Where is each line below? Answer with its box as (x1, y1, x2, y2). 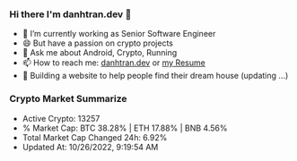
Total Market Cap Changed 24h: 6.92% (22, 131, 168, 142)
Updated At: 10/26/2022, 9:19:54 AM (22, 141, 159, 152)
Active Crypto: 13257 (22, 113, 100, 123)
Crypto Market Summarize (9, 93, 127, 106)
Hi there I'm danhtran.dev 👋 (9, 8, 132, 21)
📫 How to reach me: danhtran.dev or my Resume (22, 57, 206, 68)
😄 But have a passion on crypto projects (22, 38, 173, 48)
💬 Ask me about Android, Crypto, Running (22, 47, 178, 58)
